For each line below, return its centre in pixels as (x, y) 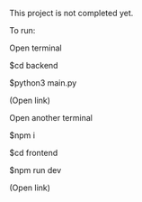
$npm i (22, 135)
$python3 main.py (43, 83)
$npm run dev (35, 170)
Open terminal (35, 48)
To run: (22, 30)
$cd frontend (34, 153)
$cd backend (34, 65)
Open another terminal (51, 118)
